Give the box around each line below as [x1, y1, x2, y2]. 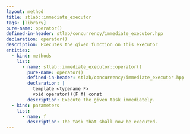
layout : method [6, 8, 44, 15]
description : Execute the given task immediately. [27, 97, 156, 103]
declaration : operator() [6, 36, 68, 42]
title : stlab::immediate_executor [6, 14, 92, 20]
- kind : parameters [11, 102, 60, 109]
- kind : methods [11, 53, 52, 59]
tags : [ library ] [6, 20, 46, 25]
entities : [6, 47, 31, 53]
